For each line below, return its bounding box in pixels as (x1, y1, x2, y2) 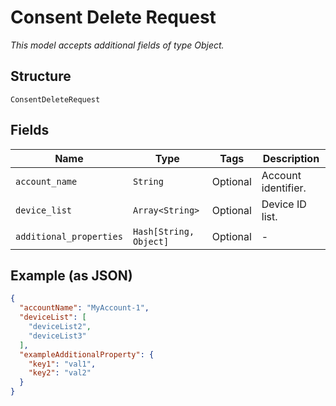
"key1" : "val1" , (28, 359, 97, 369)
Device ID (261, 197, 307, 211)
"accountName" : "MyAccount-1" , (19, 303, 150, 313)
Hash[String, (132, 226, 195, 237)
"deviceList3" (28, 331, 87, 341)
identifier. (261, 181, 307, 195)
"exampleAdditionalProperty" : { (19, 349, 155, 360)
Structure (10, 68, 72, 85)
